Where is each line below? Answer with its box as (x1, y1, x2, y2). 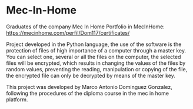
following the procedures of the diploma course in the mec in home (6, 90, 169, 97)
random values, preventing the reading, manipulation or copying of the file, (6, 65, 188, 72)
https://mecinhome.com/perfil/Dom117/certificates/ (6, 29, 130, 36)
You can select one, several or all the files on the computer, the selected (6, 53, 181, 60)
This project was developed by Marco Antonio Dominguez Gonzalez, (6, 83, 172, 90)
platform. (6, 95, 28, 103)
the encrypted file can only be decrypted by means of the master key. (6, 72, 175, 79)
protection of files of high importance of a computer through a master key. (6, 47, 187, 54)
